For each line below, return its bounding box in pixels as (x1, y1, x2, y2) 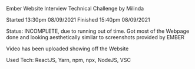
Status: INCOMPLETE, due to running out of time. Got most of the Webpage (6, 27, 190, 34)
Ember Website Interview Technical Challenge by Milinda (6, 5, 144, 12)
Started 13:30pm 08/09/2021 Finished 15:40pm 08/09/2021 (6, 16, 150, 23)
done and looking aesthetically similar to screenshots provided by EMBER (6, 34, 184, 40)
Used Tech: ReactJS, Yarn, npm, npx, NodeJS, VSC (6, 57, 131, 63)
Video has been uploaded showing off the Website (6, 45, 129, 52)
